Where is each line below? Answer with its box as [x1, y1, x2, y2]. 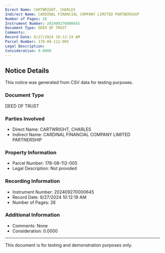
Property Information [5, 149, 56, 156]
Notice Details [5, 66, 49, 75]
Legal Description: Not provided [12, 166, 77, 171]
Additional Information [5, 212, 60, 219]
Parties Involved [5, 115, 45, 122]
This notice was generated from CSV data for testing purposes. [5, 80, 134, 85]
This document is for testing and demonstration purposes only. [5, 242, 133, 248]
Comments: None [12, 223, 48, 228]
